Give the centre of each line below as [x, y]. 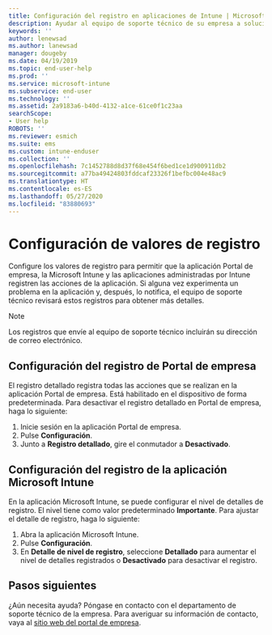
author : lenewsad [38, 38]
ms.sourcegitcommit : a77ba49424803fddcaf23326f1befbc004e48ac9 [117, 174]
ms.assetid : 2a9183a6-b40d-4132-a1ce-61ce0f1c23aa [96, 106]
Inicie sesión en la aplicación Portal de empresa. [101, 427]
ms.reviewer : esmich [43, 136]
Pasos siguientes [53, 586]
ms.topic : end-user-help [50, 69]
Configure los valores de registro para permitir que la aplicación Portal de [131, 266]
